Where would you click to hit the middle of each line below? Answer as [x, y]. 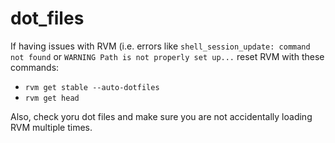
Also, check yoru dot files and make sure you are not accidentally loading [161, 116]
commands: [35, 67]
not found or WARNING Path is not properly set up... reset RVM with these [167, 56]
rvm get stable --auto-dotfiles [92, 87]
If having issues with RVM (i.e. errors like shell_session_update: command [160, 46]
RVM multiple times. [51, 127]
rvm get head [52, 98]
